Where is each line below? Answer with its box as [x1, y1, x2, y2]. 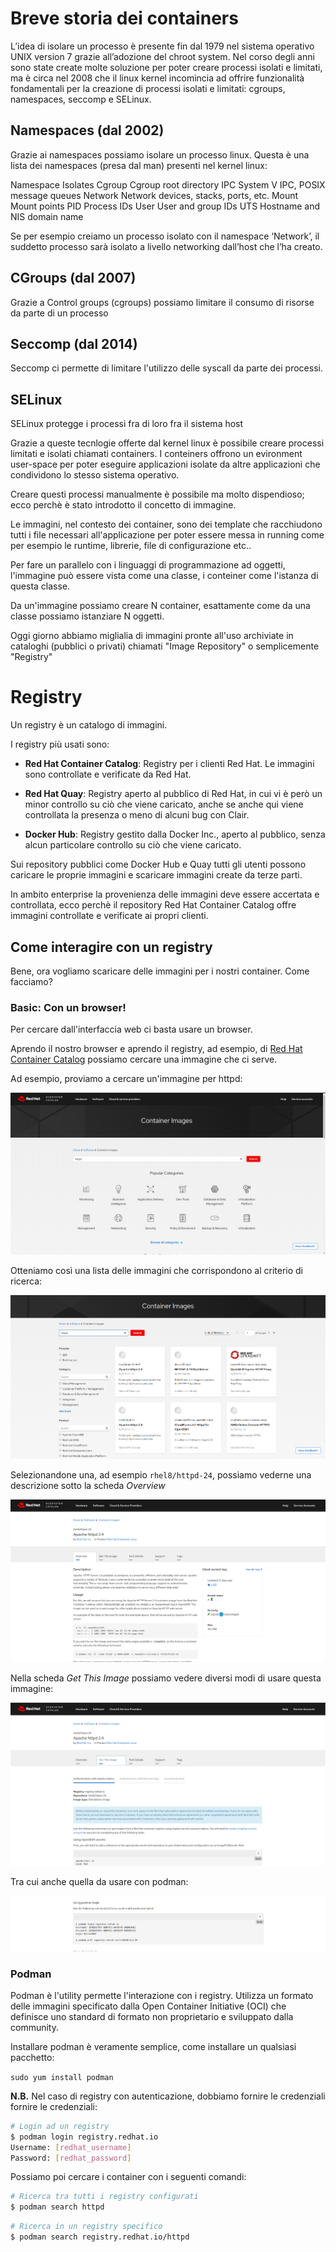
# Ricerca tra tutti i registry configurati [10, 2192, 199, 2202]
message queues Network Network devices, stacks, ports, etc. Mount [10, 189, 299, 201]
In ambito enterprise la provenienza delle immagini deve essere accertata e [10, 888, 320, 901]
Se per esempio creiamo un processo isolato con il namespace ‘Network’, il [10, 230, 320, 242]
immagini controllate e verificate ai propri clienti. [10, 910, 209, 922]
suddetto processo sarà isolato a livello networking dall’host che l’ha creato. [10, 240, 323, 252]
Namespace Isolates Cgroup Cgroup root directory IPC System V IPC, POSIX [10, 178, 326, 191]
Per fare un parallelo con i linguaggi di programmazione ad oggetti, [10, 559, 286, 571]
